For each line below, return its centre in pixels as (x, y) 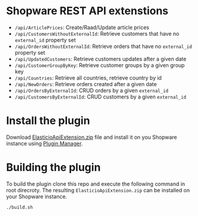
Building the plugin (53, 168)
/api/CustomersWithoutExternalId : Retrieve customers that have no (97, 33)
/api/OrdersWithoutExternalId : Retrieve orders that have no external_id (103, 46)
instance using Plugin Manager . (44, 143)
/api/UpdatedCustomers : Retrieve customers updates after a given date (100, 59)
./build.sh (20, 207)
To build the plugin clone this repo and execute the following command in (96, 184)
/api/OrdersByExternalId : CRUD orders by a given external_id (92, 90)
